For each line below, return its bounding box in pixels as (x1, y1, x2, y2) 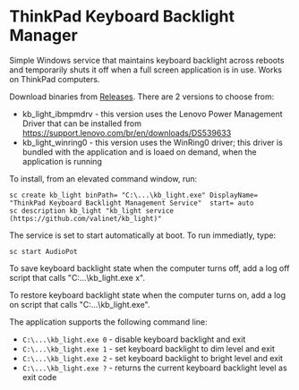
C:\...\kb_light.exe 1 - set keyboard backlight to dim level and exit (21, 343, 276, 354)
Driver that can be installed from (21, 118, 141, 129)
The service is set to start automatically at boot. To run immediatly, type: (9, 230, 276, 241)
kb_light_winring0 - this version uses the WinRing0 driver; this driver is (21, 137, 284, 148)
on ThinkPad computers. (9, 73, 100, 84)
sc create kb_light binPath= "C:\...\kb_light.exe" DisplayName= (9, 191, 258, 199)
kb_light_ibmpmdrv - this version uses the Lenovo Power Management (21, 108, 284, 119)
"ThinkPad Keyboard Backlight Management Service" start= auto (9, 199, 254, 208)
